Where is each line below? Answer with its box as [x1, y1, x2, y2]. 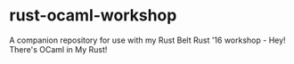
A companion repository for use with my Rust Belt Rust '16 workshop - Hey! [9, 35, 287, 45]
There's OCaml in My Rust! [9, 44, 108, 54]
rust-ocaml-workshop [9, 5, 177, 26]
